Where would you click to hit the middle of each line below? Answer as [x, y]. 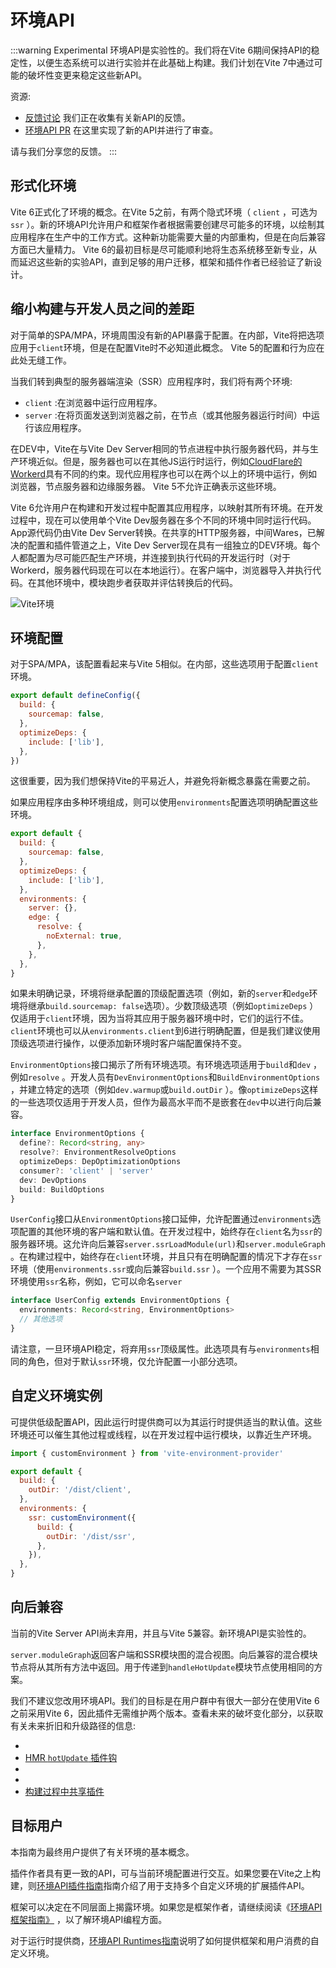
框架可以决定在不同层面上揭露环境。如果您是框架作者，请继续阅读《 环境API [166, 1907]
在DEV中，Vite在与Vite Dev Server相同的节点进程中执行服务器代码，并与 [160, 448]
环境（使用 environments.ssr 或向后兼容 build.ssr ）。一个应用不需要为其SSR [166, 1269]
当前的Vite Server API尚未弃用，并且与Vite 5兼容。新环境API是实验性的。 [161, 1633]
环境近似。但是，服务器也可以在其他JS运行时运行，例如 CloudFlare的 [160, 461]
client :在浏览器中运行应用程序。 [93, 402]
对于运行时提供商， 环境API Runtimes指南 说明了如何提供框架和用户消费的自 [165, 1940]
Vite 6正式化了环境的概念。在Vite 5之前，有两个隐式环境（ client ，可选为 [164, 212]
